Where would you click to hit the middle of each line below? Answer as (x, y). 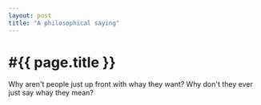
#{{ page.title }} (62, 62)
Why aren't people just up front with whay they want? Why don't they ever (131, 84)
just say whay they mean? (51, 93)
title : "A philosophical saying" (64, 23)
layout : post (30, 16)
